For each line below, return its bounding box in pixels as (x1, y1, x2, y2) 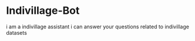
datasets (6, 29, 28, 36)
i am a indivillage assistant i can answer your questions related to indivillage (6, 23, 190, 30)
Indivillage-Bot (6, 4, 80, 17)
